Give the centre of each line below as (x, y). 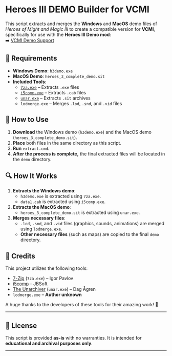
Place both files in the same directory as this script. (67, 143)
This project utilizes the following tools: (47, 268)
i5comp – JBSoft (30, 284)
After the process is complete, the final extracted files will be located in (89, 154)
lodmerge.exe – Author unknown (47, 295)
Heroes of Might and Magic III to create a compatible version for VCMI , (80, 29)
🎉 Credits (20, 256)
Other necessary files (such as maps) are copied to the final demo (90, 234)
